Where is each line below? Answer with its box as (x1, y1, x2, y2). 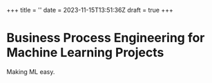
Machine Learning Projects (6, 45, 164, 61)
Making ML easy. (6, 67, 55, 75)
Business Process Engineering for (6, 30, 205, 46)
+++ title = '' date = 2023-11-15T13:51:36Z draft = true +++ (6, 6, 173, 14)
